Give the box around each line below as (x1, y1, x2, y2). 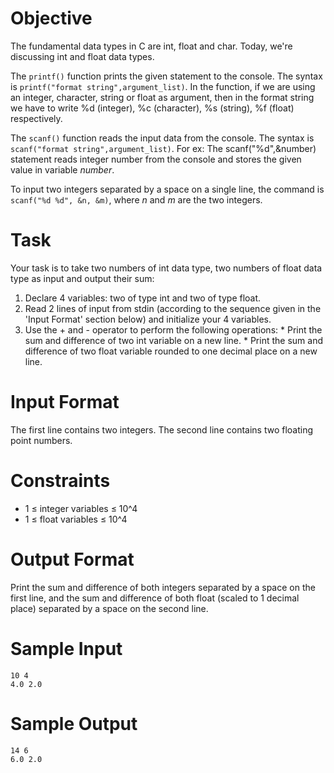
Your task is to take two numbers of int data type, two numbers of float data (10, 262, 323, 274)
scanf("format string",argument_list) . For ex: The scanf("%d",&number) (10, 142, 317, 154)
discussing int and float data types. (10, 50, 155, 62)
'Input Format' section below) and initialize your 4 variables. (24, 313, 272, 325)
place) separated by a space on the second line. (10, 602, 209, 614)
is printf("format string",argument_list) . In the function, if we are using (10, 80, 316, 92)
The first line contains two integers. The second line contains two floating (10, 423, 314, 436)
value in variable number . (10, 163, 115, 176)
